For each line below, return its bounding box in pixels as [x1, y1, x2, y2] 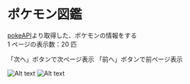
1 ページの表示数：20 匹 [7, 40, 77, 48]
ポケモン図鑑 [7, 6, 83, 23]
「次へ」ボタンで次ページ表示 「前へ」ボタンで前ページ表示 [7, 54, 183, 64]
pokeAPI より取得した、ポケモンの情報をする [7, 31, 138, 40]
